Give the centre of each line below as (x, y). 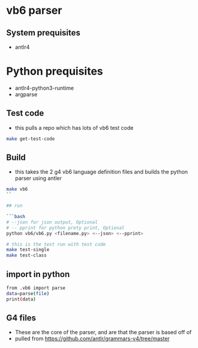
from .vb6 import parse (36, 288)
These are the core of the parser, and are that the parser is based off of (103, 332)
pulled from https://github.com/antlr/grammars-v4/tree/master (92, 339)
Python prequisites (55, 71)
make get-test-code (31, 139)
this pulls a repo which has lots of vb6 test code (74, 127)
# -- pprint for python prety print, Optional (65, 228)
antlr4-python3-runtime (44, 88)
